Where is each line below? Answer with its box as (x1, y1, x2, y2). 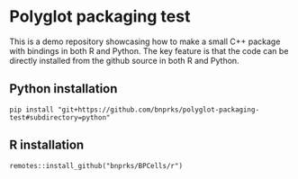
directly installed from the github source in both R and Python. (9, 55, 240, 66)
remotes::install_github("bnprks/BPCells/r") (9, 161, 183, 170)
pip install (9, 105, 54, 114)
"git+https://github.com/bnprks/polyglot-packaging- (57, 105, 259, 114)
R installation (9, 138, 85, 153)
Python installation (9, 81, 118, 96)
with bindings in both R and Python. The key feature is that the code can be (9, 45, 289, 56)
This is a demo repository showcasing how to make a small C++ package (9, 36, 281, 47)
